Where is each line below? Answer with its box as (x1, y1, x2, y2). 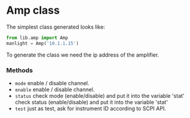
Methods (6, 66, 33, 74)
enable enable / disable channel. (14, 86, 95, 93)
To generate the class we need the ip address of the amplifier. (6, 51, 159, 58)
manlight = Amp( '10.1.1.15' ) (6, 40, 79, 46)
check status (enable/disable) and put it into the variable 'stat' (14, 98, 168, 105)
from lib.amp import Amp (6, 35, 68, 41)
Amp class (6, 4, 60, 17)
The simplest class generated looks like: (6, 23, 105, 30)
